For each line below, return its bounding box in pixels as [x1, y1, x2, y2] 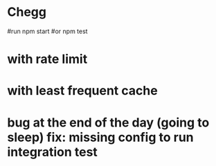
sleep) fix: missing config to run [7, 129, 194, 145]
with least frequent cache [7, 83, 158, 99]
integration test [7, 144, 98, 160]
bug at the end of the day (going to [7, 115, 210, 130]
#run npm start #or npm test [7, 27, 88, 35]
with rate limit [7, 51, 88, 67]
